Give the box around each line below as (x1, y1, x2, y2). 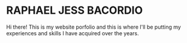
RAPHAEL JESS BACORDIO (6, 4, 143, 17)
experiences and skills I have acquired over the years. (6, 29, 139, 36)
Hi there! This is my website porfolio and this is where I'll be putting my (6, 23, 181, 30)
